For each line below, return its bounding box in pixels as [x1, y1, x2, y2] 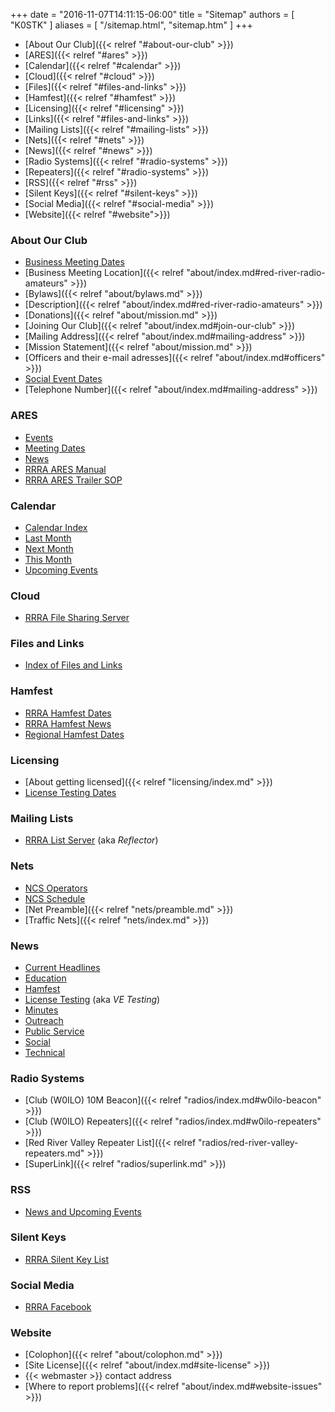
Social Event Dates [24, 373, 103, 385]
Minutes [24, 1004, 59, 1016]
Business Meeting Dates [24, 256, 125, 268]
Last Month [24, 532, 72, 544]
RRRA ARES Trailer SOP [24, 474, 123, 486]
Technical [24, 1046, 66, 1058]
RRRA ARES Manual [24, 463, 107, 475]
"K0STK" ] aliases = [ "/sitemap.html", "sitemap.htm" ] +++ [10, 19, 253, 31]
